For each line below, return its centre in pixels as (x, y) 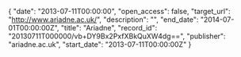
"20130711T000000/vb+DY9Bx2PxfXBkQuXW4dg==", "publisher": (117, 36)
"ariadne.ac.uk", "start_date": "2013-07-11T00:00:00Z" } (100, 45)
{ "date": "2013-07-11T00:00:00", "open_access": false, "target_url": (120, 11)
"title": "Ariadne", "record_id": (109, 28)
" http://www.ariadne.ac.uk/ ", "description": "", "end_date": (103, 20)
